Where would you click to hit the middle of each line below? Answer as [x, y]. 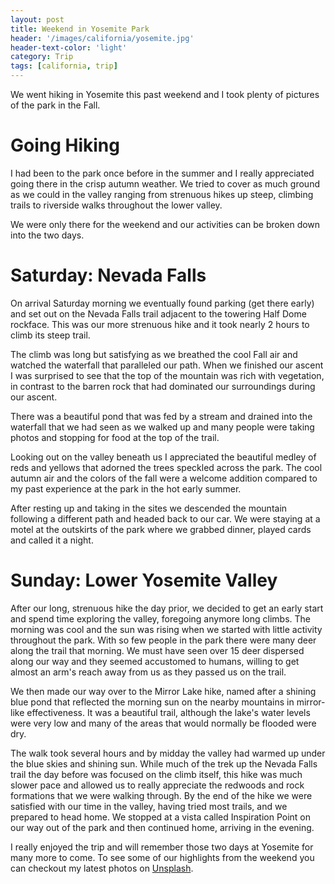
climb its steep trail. [50, 335]
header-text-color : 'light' [69, 47]
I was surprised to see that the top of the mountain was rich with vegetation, [167, 375]
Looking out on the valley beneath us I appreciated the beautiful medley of [163, 457]
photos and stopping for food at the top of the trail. [115, 437]
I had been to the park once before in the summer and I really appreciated [162, 173]
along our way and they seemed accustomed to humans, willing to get [155, 661]
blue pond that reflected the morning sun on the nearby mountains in [152, 702]
